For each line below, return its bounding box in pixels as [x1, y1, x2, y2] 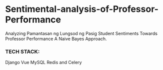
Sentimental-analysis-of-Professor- [5, 3, 159, 15]
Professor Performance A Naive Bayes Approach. [5, 36, 107, 42]
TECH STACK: [5, 48, 40, 55]
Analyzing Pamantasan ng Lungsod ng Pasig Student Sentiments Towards [5, 30, 157, 36]
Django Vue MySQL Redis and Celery [5, 60, 82, 66]
